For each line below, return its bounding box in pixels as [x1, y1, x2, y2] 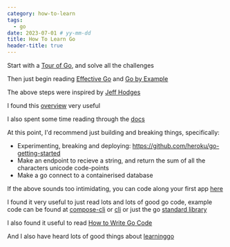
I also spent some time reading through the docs [7, 115, 145, 123]
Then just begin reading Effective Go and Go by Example [7, 75, 169, 83]
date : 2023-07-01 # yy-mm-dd [7, 29, 91, 37]
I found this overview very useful [7, 102, 101, 109]
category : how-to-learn [7, 10, 76, 17]
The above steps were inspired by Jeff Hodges [7, 88, 141, 96]
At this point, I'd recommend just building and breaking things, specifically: [7, 129, 220, 136]
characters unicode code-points [17, 164, 109, 172]
